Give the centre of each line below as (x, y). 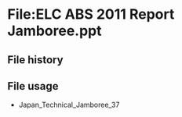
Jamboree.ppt (55, 31)
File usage (33, 86)
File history (35, 60)
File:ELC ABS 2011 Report (91, 14)
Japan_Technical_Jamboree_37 (69, 105)
